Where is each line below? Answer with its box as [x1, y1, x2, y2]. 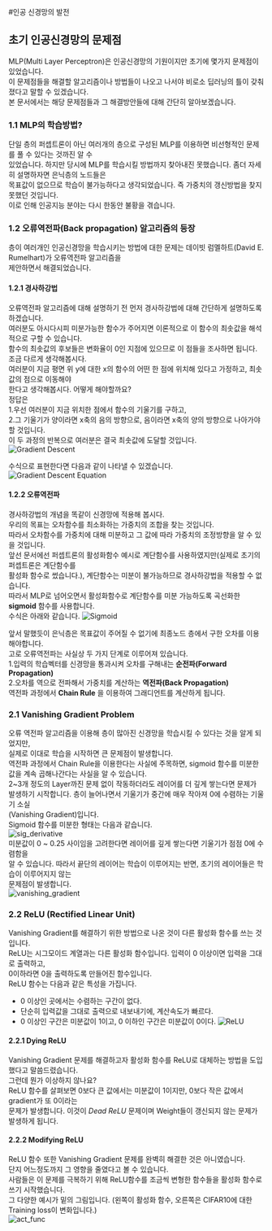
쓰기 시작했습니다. [8, 1185, 66, 1194]
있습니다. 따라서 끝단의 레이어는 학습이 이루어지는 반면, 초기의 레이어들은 [25, 859, 256, 869]
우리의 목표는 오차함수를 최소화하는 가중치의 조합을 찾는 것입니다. [8, 519, 215, 529]
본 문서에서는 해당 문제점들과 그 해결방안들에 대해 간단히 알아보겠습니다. [8, 97, 236, 107]
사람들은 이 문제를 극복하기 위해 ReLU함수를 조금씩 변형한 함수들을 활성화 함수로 [8, 1174, 262, 1184]
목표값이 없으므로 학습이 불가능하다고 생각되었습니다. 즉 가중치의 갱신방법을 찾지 [8, 180, 262, 190]
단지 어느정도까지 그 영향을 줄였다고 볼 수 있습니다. [8, 1164, 169, 1174]
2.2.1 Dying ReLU [8, 1036, 67, 1045]
